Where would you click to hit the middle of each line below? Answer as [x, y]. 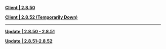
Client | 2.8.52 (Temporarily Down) [41, 17]
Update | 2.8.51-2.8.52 [29, 41]
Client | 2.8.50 [20, 8]
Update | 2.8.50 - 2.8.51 [30, 31]
